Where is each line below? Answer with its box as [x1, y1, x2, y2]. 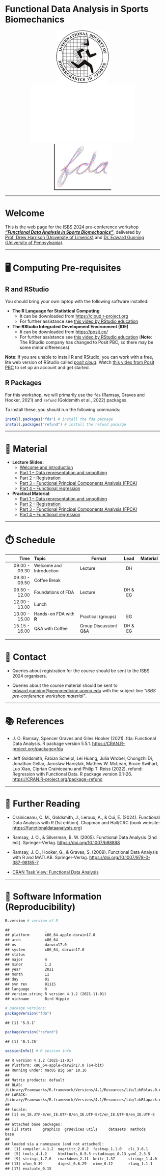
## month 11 [5, 972, 50, 977]
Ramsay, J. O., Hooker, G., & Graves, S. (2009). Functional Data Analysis [12, 849, 158, 855]
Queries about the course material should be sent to [12, 682, 118, 688]
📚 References [5, 715, 64, 727]
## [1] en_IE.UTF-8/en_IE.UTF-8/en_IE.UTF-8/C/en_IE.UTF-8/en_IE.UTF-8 [5, 1112, 155, 1117]
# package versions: [5, 1006, 48, 1011]
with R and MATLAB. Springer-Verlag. [12, 854, 88, 860]
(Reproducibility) [5, 901, 76, 912]
